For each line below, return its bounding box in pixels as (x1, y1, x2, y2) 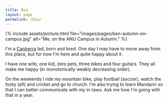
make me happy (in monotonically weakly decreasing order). (5, 66, 131, 72)
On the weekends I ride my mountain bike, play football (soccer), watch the (5, 76, 161, 82)
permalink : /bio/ (5, 17, 42, 22)
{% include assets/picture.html (5, 31, 69, 37)
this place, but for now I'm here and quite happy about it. (5, 51, 123, 57)
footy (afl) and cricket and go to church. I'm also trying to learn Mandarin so (5, 81, 163, 87)
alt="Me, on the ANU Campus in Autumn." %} (32, 36, 128, 42)
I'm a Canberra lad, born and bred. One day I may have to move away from (5, 46, 160, 52)
